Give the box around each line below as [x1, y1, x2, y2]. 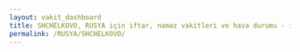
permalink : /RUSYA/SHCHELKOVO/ [9, 29, 126, 38]
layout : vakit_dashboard [9, 12, 102, 22]
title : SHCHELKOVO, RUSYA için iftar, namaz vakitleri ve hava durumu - [9, 21, 286, 30]
